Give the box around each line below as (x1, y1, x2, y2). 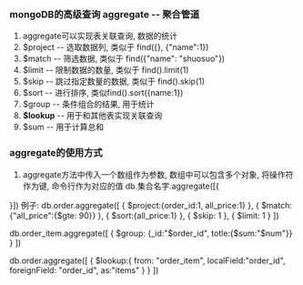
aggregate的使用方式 (9, 147, 103, 159)
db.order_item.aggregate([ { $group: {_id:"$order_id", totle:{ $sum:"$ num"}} (9, 228, 293, 239)
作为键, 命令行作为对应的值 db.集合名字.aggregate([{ (22, 180, 220, 191)
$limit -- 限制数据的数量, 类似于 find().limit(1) (22, 65, 189, 76)
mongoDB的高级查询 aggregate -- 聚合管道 (9, 7, 200, 20)
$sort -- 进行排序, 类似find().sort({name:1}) (22, 87, 184, 98)
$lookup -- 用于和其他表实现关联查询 (22, 110, 163, 121)
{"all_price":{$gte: (9, 209, 77, 220)
